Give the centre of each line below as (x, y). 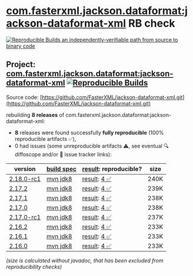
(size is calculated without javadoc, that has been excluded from (85, 260)
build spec (61, 169)
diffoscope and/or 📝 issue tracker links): (63, 154)
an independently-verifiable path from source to (120, 40)
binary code (21, 46)
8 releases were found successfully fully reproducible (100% (89, 132)
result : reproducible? (112, 169)
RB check (152, 23)
